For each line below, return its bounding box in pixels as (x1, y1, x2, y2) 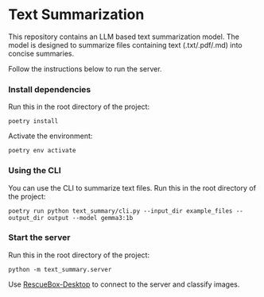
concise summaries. (8, 48, 74, 58)
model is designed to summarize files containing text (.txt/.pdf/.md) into (8, 40, 243, 49)
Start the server (8, 232, 71, 243)
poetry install (8, 118, 59, 125)
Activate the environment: (8, 131, 93, 141)
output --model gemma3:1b (47, 214, 134, 222)
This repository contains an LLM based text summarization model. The (8, 32, 240, 41)
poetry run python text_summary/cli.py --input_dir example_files (8, 206, 233, 215)
